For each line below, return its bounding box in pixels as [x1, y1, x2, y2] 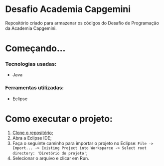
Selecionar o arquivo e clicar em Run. [12, 155, 90, 161]
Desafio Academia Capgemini [5, 3, 131, 15]
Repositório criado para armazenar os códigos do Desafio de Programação [5, 20, 160, 26]
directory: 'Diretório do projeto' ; [12, 150, 88, 156]
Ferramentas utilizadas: [5, 84, 64, 91]
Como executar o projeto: [5, 113, 113, 124]
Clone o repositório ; [12, 130, 53, 136]
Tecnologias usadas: [5, 61, 57, 68]
